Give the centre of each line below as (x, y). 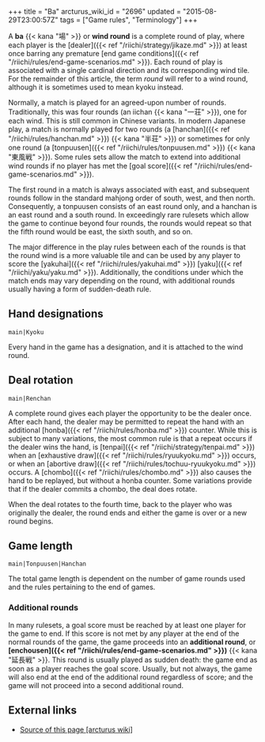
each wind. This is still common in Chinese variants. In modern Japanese (127, 121)
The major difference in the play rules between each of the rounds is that (127, 247)
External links (43, 711)
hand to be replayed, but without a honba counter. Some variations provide (130, 480)
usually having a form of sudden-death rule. (80, 289)
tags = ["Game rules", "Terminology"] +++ (129, 20)
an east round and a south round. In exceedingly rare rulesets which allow (129, 215)
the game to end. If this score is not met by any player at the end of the (124, 634)
